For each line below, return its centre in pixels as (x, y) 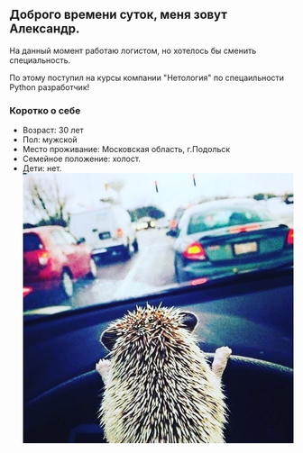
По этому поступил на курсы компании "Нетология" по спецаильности (147, 77)
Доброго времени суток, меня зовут (119, 15)
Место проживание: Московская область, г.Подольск (126, 149)
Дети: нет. (42, 168)
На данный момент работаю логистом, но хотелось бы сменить (133, 50)
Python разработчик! (50, 87)
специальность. (40, 60)
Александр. (45, 29)
